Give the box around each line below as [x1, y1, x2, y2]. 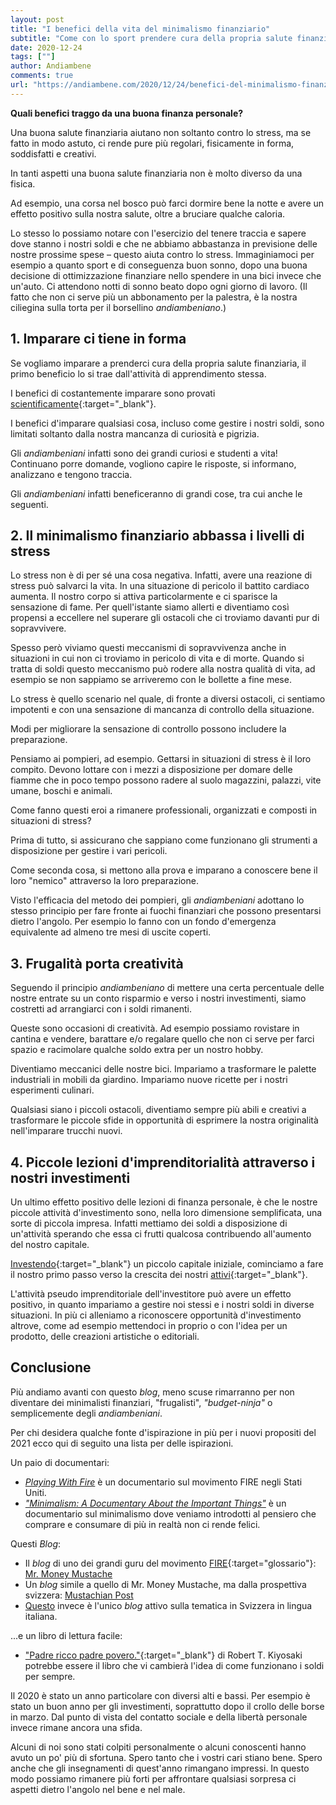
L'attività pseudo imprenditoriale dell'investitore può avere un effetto [10, 1288, 292, 1300]
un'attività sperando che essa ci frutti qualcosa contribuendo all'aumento [10, 1228, 312, 1240]
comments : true [10, 71, 74, 81]
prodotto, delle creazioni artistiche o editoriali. [10, 1331, 200, 1342]
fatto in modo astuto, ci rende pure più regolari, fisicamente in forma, [10, 137, 295, 149]
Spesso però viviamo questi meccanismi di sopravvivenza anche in [10, 642, 287, 654]
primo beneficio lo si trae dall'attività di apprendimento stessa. [10, 367, 267, 380]
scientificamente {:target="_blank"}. [10, 397, 157, 410]
